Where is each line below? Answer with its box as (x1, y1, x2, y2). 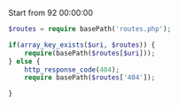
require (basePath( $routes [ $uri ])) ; (24, 49, 156, 57)
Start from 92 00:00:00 (8, 8, 94, 18)
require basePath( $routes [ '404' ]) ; (24, 73, 156, 82)
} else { (8, 57, 41, 65)
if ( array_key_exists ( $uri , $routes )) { (8, 40, 156, 49)
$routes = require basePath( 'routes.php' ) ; (8, 25, 172, 34)
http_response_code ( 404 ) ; (24, 65, 121, 74)
